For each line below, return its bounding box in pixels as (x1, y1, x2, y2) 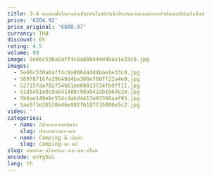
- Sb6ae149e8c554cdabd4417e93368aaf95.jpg (13, 95, 140, 102)
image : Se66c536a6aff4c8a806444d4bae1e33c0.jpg (7, 56, 150, 63)
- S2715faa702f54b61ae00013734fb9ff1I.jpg (13, 82, 140, 89)
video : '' (7, 108, 37, 115)
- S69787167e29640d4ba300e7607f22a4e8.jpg (13, 75, 140, 83)
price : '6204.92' (7, 17, 58, 24)
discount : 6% (7, 36, 46, 43)
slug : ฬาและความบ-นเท (20, 128, 76, 135)
